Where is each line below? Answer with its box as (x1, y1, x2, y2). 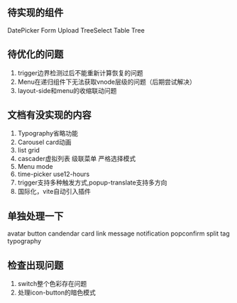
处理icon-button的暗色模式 (17, 288, 96, 297)
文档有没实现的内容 (7, 109, 92, 121)
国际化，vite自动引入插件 (17, 187, 91, 196)
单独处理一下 (7, 210, 64, 222)
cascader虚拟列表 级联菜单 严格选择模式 (17, 155, 136, 163)
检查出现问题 (7, 259, 64, 271)
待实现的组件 (7, 6, 64, 19)
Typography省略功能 (17, 129, 79, 138)
